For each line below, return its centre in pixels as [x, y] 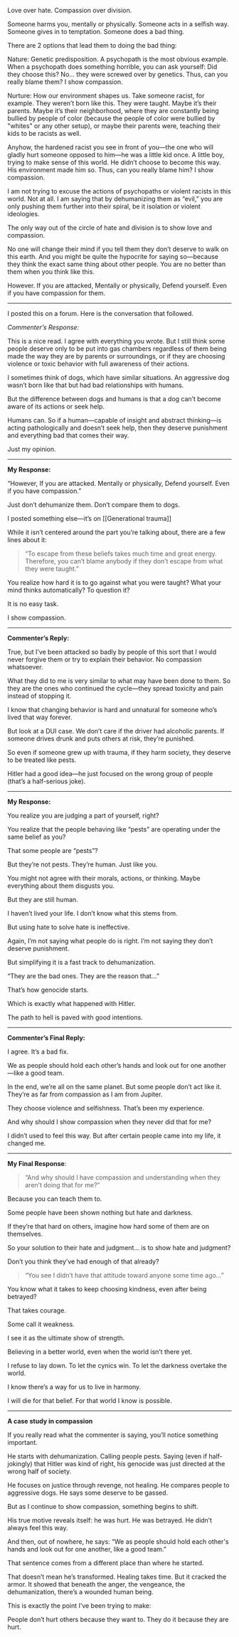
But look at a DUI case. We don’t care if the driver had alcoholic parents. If [116, 731]
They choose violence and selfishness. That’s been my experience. [106, 1108]
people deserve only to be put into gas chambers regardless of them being [117, 349]
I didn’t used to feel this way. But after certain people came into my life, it [114, 1135]
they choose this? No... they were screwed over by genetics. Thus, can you [118, 74]
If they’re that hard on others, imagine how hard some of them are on [108, 1226]
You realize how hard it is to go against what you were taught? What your [115, 582]
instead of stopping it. [39, 696]
